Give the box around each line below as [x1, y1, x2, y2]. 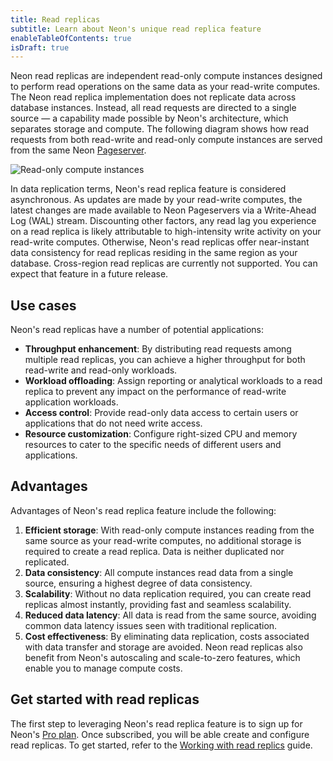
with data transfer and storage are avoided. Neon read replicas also [24, 641, 303, 653]
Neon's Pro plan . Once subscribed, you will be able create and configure [10, 728, 310, 740]
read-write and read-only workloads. [24, 364, 178, 376]
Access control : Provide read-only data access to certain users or [24, 407, 299, 419]
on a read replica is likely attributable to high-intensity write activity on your [10, 226, 322, 238]
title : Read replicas [10, 14, 101, 25]
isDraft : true [10, 42, 70, 53]
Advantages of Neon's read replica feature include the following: [10, 504, 277, 516]
